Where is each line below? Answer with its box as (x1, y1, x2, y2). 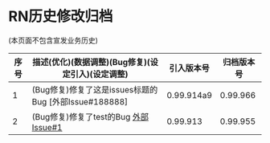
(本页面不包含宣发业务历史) (8, 35, 99, 45)
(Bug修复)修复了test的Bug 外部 (31, 111, 149, 122)
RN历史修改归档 (8, 7, 113, 26)
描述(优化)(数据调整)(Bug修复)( (31, 56, 151, 67)
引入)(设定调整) (70, 68, 129, 80)
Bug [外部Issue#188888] (31, 96, 129, 107)
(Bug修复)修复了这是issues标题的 (31, 84, 158, 95)
